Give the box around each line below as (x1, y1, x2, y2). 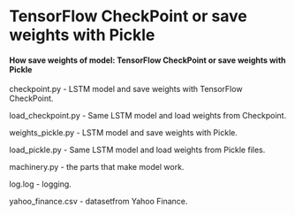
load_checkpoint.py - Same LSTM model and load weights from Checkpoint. (9, 111, 287, 121)
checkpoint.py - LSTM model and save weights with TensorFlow (9, 84, 243, 95)
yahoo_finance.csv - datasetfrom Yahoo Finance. (9, 196, 188, 207)
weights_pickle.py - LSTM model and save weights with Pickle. (9, 127, 238, 138)
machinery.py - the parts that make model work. (9, 162, 185, 173)
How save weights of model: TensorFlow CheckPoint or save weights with (9, 55, 286, 65)
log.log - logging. (9, 179, 72, 189)
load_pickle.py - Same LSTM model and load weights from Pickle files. (9, 144, 266, 156)
